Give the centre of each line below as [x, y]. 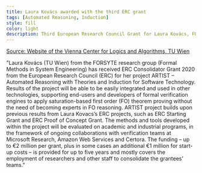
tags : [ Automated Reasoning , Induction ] [58, 17]
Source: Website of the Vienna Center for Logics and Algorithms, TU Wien [98, 51]
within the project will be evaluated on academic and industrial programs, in [100, 127]
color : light [23, 29]
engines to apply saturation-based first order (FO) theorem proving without [99, 101]
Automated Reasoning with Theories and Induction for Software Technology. [101, 82]
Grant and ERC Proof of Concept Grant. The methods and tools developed [98, 120]
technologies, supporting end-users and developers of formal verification [97, 95]
